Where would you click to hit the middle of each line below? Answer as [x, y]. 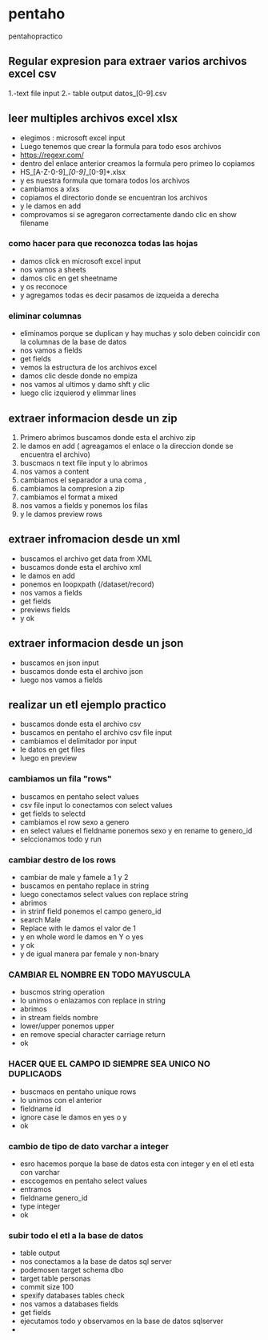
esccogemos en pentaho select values [84, 1181]
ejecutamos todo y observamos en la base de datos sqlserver [122, 1321]
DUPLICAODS [35, 1074]
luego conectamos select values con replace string [104, 894]
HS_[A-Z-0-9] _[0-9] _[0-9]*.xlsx [73, 172]
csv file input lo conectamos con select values [96, 805]
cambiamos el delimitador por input [78, 741]
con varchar [40, 1172]
